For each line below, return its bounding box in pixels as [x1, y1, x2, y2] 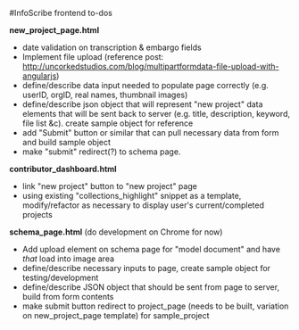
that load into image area [21, 253, 114, 264]
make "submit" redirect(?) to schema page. [21, 146, 181, 157]
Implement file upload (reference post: [21, 52, 164, 62]
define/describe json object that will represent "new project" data [21, 99, 263, 110]
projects [21, 210, 54, 219]
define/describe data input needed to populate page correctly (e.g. [21, 80, 270, 90]
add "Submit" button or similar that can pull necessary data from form [21, 128, 279, 137]
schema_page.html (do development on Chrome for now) [9, 227, 223, 237]
